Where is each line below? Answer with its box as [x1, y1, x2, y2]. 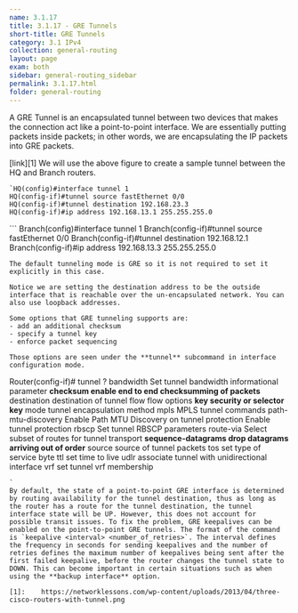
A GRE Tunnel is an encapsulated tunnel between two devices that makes [9, 112, 278, 123]
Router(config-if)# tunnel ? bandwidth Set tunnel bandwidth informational [9, 375, 278, 387]
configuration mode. [9, 360, 86, 369]
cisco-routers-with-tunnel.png [9, 595, 125, 604]
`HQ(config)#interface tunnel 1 [9, 184, 129, 193]
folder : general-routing [9, 87, 101, 96]
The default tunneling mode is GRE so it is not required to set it [9, 259, 269, 268]
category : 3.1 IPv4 [9, 37, 82, 47]
